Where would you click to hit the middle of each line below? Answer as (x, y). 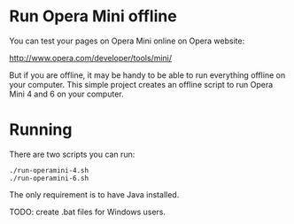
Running (41, 130)
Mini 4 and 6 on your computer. (66, 94)
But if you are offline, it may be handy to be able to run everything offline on (147, 75)
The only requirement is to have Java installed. (94, 194)
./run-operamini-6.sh (49, 178)
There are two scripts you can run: (72, 154)
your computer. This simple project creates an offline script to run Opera (141, 84)
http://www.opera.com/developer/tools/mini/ (91, 58)
